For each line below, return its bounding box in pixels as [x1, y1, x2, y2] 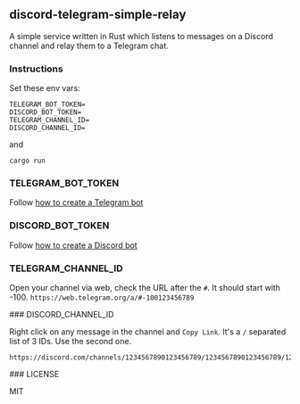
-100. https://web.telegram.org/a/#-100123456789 [9, 292, 195, 302]
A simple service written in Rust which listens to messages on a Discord [9, 30, 274, 41]
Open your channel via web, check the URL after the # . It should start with [9, 283, 281, 293]
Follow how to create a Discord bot [9, 240, 137, 251]
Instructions [9, 62, 64, 75]
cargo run [9, 156, 46, 166]
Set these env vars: [9, 83, 80, 94]
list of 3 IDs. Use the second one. [9, 336, 132, 346]
